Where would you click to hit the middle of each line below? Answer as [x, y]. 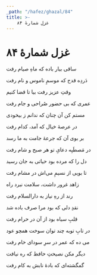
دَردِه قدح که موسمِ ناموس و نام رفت [47, 81]
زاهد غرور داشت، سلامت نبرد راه [43, 184]
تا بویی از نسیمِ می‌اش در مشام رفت [47, 173]
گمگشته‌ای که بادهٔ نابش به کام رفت [45, 265]
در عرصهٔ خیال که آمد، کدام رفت [42, 126]
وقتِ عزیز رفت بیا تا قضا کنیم [39, 92]
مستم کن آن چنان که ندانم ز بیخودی [46, 115]
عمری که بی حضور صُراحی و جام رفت [48, 103]
